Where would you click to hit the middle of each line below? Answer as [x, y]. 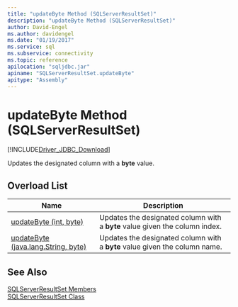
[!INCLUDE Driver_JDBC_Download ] [59, 150]
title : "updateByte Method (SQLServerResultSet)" [82, 14]
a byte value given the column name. [160, 247]
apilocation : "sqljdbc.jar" [49, 67]
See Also [27, 272]
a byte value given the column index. [160, 226]
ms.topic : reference [38, 60]
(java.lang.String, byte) [49, 247]
